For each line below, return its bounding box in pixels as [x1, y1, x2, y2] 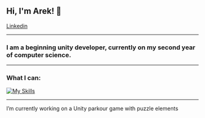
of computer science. [6, 50, 71, 59]
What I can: [6, 74, 41, 82]
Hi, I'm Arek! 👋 [6, 6, 62, 16]
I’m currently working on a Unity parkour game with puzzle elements [6, 105, 179, 113]
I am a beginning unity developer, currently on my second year [6, 43, 196, 52]
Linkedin [6, 22, 28, 29]
